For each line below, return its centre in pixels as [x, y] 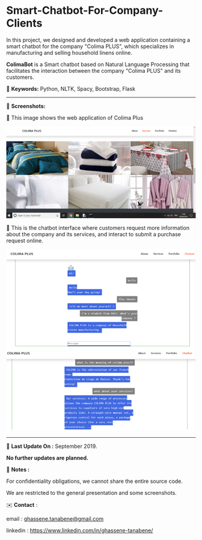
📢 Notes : [18, 469]
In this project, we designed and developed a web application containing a [98, 40]
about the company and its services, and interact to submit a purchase [94, 235]
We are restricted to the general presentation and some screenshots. [92, 492]
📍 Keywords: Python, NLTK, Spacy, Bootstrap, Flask [71, 88]
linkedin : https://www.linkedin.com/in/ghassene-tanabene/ [80, 530]
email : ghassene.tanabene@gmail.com [55, 518]
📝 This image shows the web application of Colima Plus [75, 117]
